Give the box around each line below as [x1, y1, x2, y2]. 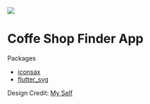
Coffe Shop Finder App [7, 31, 144, 47]
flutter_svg [17, 74, 49, 84]
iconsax [17, 67, 41, 76]
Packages [7, 53, 37, 63]
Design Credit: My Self [7, 89, 73, 97]
